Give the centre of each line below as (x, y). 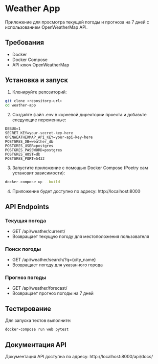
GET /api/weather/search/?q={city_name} (54, 260)
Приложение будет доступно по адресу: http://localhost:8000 (76, 192)
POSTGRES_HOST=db (23, 154)
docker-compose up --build (33, 182)
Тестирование (28, 309)
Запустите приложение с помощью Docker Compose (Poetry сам (80, 168)
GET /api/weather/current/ (39, 231)
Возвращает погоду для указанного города (57, 265)
